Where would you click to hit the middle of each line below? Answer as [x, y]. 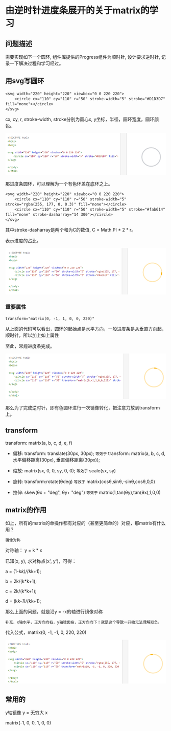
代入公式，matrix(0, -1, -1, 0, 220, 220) [46, 632]
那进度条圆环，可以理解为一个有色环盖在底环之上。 [59, 184]
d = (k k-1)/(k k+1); [23, 601]
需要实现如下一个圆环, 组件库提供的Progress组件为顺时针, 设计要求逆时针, [83, 57]
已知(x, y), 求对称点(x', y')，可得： [41, 561]
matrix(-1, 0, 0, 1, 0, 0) [28, 723]
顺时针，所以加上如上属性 [32, 335]
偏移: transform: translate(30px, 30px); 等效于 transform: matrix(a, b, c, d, [89, 453]
